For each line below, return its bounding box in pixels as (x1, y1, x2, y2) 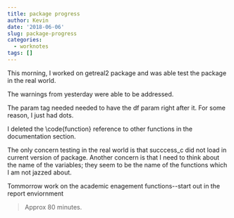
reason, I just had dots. (7, 110, 74, 120)
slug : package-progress (7, 30, 78, 37)
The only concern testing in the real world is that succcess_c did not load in (7, 146, 227, 154)
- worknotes (13, 43, 49, 50)
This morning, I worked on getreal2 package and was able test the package (7, 68, 227, 77)
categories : (7, 37, 42, 44)
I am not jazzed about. (7, 168, 72, 177)
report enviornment (7, 189, 64, 198)
